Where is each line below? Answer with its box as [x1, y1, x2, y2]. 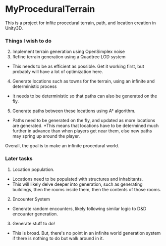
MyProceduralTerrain [5, 3, 95, 15]
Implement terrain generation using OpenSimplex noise [12, 48, 125, 55]
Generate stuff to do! [12, 220, 55, 226]
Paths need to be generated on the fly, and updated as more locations [12, 118, 156, 123]
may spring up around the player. [12, 133, 80, 139]
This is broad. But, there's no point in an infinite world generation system [12, 230, 161, 236]
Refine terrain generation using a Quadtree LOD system [12, 54, 126, 60]
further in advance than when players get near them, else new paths [12, 128, 152, 134]
